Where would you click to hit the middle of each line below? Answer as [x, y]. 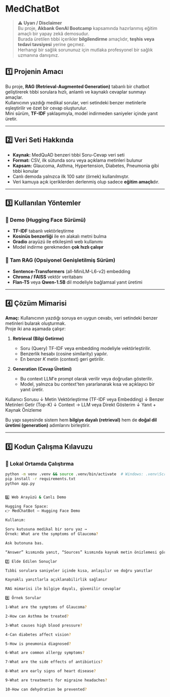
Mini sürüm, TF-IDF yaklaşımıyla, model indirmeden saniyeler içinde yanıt [81, 113]
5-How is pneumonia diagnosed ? [38, 644]
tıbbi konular [26, 171]
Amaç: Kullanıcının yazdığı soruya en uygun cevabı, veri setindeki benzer [81, 318]
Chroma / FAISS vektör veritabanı [48, 277]
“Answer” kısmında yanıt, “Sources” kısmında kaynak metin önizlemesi [81, 552]
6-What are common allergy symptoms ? [45, 653]
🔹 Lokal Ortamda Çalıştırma [40, 463]
